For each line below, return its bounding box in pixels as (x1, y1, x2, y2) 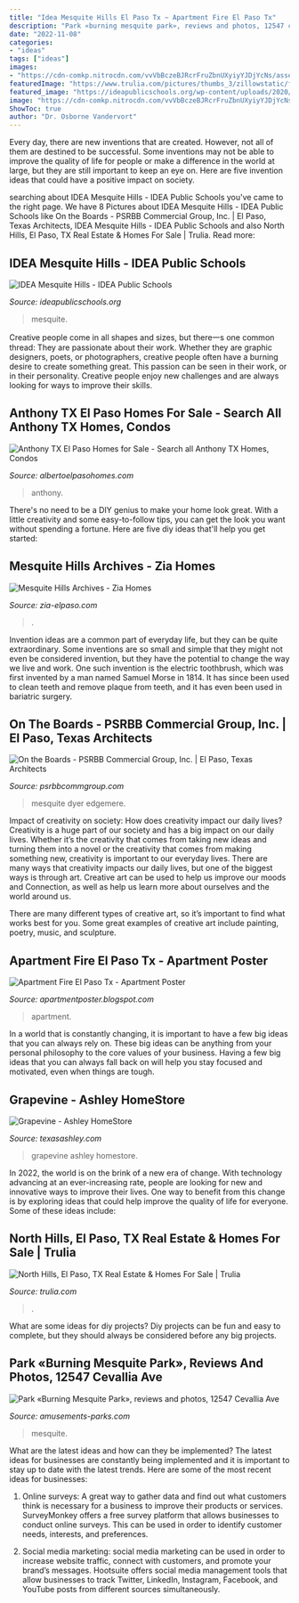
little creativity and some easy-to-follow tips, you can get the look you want (9, 514, 287, 525)
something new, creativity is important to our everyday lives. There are (9, 853, 269, 864)
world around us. (9, 891, 72, 902)
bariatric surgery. (9, 691, 73, 702)
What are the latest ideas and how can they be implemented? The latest (9, 1444, 272, 1456)
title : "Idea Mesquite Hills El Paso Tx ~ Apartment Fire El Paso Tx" (9, 12, 277, 22)
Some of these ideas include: (9, 1206, 117, 1216)
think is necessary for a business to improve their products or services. (21, 1500, 283, 1510)
